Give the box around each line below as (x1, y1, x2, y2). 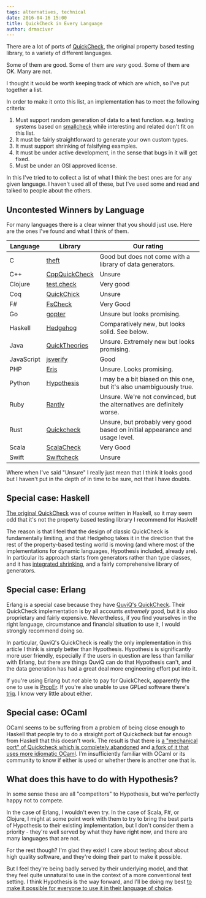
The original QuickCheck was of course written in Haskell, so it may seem (6, 509, 193, 517)
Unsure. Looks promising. (99, 365, 174, 374)
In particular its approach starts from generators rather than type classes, (6, 554, 192, 561)
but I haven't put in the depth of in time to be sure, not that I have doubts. (6, 476, 191, 483)
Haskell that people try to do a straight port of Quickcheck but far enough (6, 730, 192, 737)
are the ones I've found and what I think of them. (6, 227, 129, 235)
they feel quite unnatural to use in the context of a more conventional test (6, 872, 192, 879)
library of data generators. (99, 260, 175, 268)
